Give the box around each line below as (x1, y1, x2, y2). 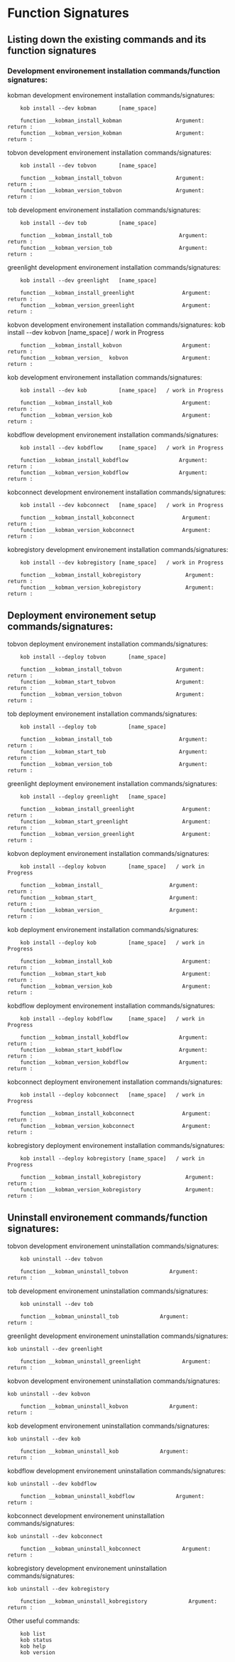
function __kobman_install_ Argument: (20, 882, 199, 889)
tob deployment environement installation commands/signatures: (7, 709, 197, 718)
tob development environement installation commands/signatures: (7, 205, 201, 214)
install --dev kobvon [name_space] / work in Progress (7, 328, 165, 336)
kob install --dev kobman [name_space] (20, 105, 158, 112)
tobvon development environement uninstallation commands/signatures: (7, 1241, 219, 1250)
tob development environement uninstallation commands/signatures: (7, 1287, 209, 1295)
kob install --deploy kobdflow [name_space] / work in (20, 1015, 204, 1023)
